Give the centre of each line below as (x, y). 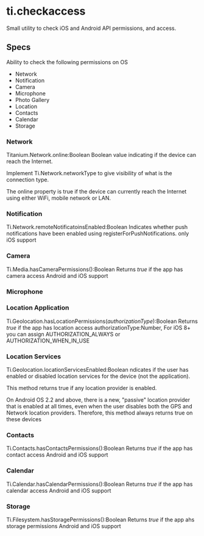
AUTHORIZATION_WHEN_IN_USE (48, 341)
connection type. (28, 180)
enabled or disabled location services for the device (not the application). (98, 376)
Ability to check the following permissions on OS (67, 62)
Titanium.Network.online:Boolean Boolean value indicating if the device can (101, 155)
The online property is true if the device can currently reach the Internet (97, 192)
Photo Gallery (32, 100)
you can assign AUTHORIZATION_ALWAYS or (63, 334)
